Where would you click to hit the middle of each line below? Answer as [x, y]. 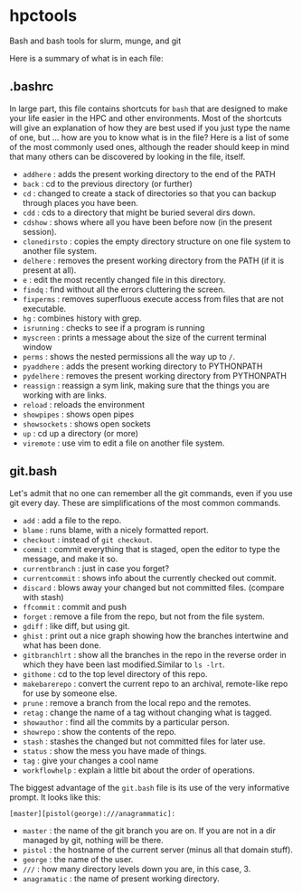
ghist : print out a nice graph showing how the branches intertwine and [156, 635]
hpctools [43, 16]
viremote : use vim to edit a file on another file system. [123, 443]
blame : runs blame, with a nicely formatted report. [116, 530]
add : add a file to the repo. [72, 520]
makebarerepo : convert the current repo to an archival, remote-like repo [155, 683]
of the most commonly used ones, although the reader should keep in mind [149, 146]
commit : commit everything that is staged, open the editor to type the [151, 549]
